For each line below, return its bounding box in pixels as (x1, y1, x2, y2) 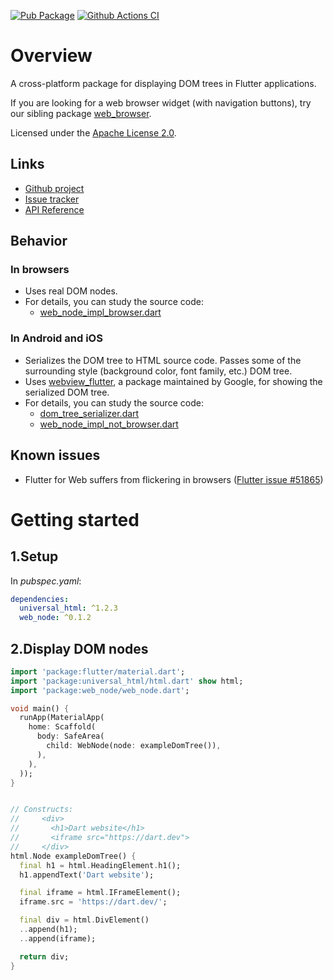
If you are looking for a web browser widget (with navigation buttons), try (10, 96, 312, 109)
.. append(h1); (19, 925, 78, 935)
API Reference (24, 203, 85, 215)
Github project (24, 182, 85, 194)
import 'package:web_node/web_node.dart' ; (10, 685, 190, 695)
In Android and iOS (10, 331, 103, 345)
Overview (10, 45, 93, 67)
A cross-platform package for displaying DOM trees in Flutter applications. (10, 77, 317, 89)
